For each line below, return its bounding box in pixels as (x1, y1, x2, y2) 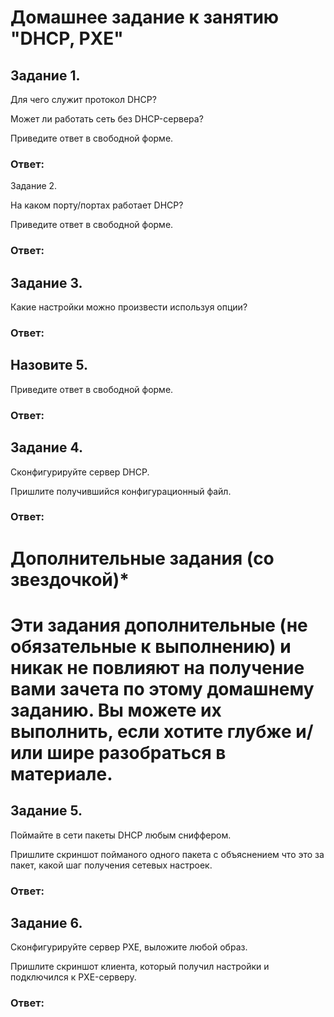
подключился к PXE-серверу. (10, 971, 137, 983)
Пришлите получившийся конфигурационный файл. (10, 485, 232, 497)
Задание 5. (10, 802, 83, 820)
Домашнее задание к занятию (10, 6, 280, 29)
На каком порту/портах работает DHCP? (10, 199, 184, 211)
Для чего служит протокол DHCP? (10, 94, 157, 105)
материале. (10, 762, 113, 785)
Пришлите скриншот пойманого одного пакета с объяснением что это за (10, 848, 325, 860)
